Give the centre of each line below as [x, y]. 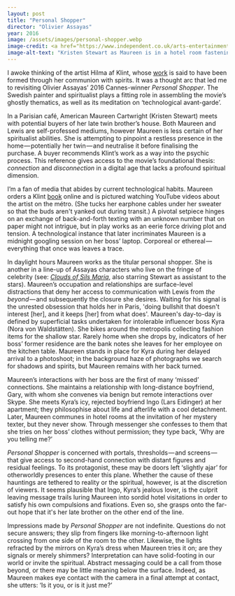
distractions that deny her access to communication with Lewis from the [111, 292]
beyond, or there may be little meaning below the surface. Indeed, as [107, 570]
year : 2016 [23, 33]
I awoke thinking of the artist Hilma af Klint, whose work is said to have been [117, 72]
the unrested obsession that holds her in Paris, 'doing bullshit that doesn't [114, 306]
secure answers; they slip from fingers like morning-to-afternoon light [108, 533]
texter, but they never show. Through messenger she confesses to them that [117, 424]
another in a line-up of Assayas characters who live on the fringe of [105, 269]
